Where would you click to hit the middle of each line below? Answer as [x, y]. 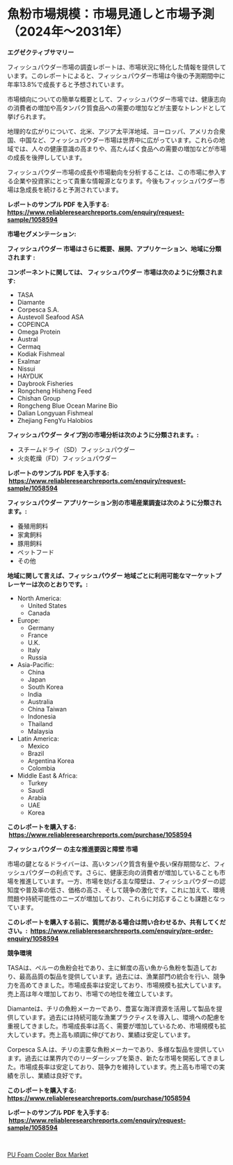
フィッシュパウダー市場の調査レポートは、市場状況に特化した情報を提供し [114, 67]
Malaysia [40, 731]
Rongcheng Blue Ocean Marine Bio [67, 405]
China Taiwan [47, 709]
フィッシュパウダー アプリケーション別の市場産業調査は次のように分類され [114, 502]
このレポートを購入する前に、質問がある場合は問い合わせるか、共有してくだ [116, 922]
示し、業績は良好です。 [53, 1075]
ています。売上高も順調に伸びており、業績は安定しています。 [107, 1034]
